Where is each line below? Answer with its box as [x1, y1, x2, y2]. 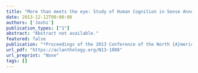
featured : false [6, 36, 46, 42]
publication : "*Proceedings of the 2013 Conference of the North [6, 42, 170, 48]
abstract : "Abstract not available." [6, 31, 99, 36]
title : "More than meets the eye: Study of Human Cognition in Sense [6, 8, 181, 15]
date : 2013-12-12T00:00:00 [6, 14, 72, 20]
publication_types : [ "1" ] [6, 25, 70, 31]
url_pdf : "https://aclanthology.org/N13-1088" [6, 47, 123, 53]
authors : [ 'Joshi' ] [6, 19, 54, 25]
